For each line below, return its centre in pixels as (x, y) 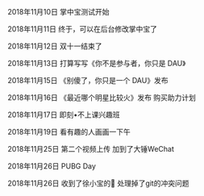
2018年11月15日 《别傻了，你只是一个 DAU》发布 (88, 80)
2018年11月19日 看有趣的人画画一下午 (69, 132)
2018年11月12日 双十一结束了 (55, 46)
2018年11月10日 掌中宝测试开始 (58, 12)
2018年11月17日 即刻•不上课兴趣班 (64, 115)
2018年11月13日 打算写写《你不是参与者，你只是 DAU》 (97, 63)
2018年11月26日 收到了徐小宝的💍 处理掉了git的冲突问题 (98, 183)
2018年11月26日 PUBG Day (52, 166)
